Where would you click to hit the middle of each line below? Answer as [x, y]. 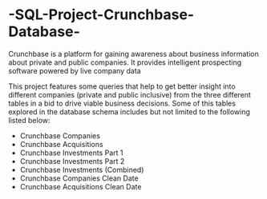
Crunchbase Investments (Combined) [82, 169]
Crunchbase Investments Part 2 [72, 161]
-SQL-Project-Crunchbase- [101, 15]
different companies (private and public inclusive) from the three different [129, 94]
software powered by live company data [75, 70]
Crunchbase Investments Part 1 [71, 153]
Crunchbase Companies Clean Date [79, 178]
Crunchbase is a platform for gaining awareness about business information [133, 54]
